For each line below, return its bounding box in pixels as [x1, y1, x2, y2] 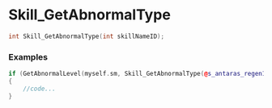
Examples [8, 51, 49, 62]
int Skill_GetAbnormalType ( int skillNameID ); [8, 32, 164, 40]
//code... [23, 85, 57, 93]
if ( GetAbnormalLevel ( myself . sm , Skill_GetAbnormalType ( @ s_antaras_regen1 [8, 70, 266, 78]
